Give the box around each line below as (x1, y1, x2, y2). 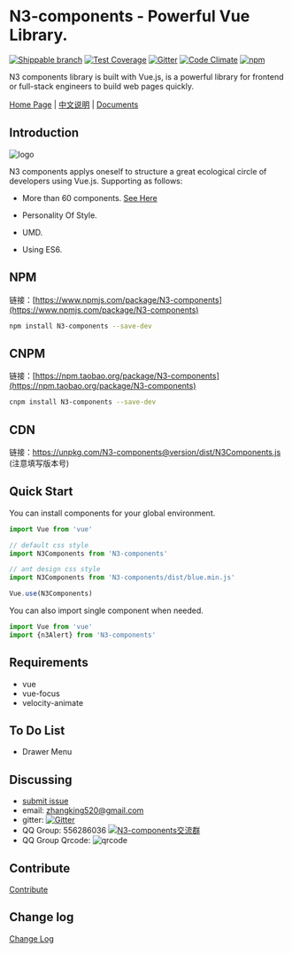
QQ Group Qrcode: (21, 835, 91, 846)
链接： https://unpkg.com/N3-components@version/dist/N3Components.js (9, 446, 281, 457)
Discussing (9, 772, 73, 787)
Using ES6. (21, 244, 63, 254)
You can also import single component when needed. (9, 605, 204, 616)
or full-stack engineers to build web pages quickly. (9, 81, 195, 91)
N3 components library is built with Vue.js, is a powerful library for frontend (9, 71, 284, 81)
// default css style (9, 540, 89, 550)
